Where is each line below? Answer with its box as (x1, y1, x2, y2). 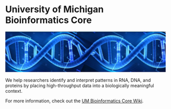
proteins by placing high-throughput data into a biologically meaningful (5, 83, 154, 89)
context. (5, 88, 23, 94)
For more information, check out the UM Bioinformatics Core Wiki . (5, 98, 144, 104)
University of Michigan (5, 4, 104, 15)
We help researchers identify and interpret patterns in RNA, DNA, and (5, 77, 151, 84)
